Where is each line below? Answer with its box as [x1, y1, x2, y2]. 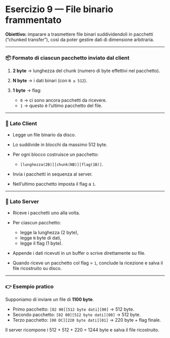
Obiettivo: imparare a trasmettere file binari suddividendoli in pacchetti [5, 31, 153, 37]
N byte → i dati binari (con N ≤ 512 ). [12, 78, 88, 84]
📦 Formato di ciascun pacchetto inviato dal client [5, 54, 130, 61]
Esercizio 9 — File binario [5, 4, 114, 15]
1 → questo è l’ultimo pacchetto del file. [20, 103, 103, 109]
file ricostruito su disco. [12, 265, 62, 271]
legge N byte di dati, [20, 234, 62, 241]
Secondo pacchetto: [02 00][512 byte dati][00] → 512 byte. [12, 312, 141, 318]
